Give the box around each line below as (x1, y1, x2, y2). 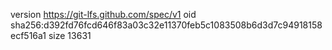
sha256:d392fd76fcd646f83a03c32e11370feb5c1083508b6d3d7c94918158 (10, 19, 323, 31)
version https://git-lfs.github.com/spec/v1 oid (10, 9, 197, 20)
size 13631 (48, 30, 92, 41)
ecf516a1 (10, 30, 47, 41)
